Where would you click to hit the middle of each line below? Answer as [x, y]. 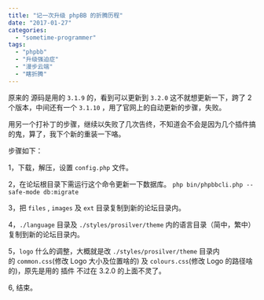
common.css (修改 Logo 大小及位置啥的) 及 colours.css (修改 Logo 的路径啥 [135, 261]
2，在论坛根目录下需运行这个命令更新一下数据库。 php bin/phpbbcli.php [126, 184]
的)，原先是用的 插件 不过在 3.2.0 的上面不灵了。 [87, 270]
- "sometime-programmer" [56, 37]
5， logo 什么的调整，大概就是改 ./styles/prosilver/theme [103, 251]
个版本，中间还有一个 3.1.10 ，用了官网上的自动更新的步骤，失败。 [117, 107]
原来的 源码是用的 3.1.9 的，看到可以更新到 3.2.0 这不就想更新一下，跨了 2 [130, 97]
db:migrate [61, 192]
